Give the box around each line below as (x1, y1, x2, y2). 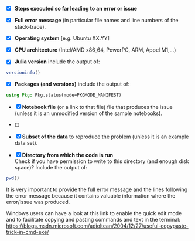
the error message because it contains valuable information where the (6, 192, 176, 199)
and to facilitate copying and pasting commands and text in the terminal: (6, 216, 180, 223)
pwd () (6, 175, 19, 181)
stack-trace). (14, 23, 46, 30)
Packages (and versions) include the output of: (14, 80, 130, 87)
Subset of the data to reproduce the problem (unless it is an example (22, 133, 189, 140)
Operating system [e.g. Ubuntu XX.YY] (14, 35, 110, 42)
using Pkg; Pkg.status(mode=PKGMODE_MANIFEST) (6, 92, 122, 99)
